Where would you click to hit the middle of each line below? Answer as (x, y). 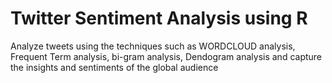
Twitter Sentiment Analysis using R (159, 18)
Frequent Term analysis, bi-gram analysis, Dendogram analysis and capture (166, 56)
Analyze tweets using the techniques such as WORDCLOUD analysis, (153, 46)
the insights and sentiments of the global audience (114, 67)
